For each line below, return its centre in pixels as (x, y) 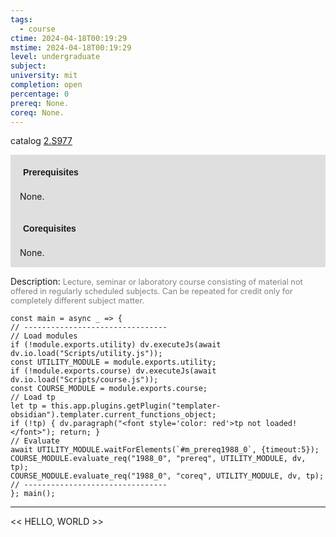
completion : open (46, 85)
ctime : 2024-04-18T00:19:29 (69, 38)
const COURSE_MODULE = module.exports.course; (109, 389)
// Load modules (44, 336)
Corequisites (50, 229)
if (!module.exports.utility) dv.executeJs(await (116, 345)
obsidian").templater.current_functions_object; (113, 415)
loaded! (281, 424)
